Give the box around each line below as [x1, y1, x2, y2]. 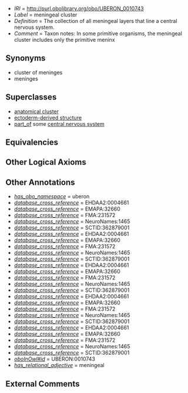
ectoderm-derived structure [14, 114, 82, 121]
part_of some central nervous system [14, 120, 105, 127]
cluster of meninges [14, 69, 63, 76]
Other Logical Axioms [5, 157, 86, 167]
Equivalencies [5, 138, 58, 148]
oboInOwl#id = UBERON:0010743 [14, 355, 95, 362]
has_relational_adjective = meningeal [14, 362, 105, 369]
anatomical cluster [14, 108, 59, 115]
